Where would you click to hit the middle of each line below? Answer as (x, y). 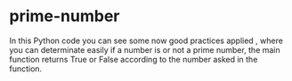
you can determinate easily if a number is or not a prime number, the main (145, 49)
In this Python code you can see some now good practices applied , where (146, 40)
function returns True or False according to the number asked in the (134, 59)
